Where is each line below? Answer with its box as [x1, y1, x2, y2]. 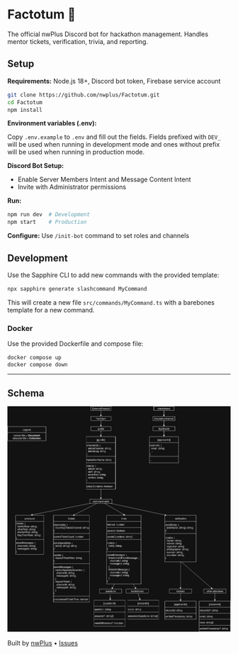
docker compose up [7, 354, 62, 361]
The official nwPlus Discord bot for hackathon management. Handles [7, 30, 209, 38]
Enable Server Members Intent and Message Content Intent [17, 175, 191, 184]
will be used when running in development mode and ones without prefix [7, 140, 220, 149]
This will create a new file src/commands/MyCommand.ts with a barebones [7, 298, 215, 307]
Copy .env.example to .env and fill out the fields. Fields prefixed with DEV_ [7, 133, 221, 141]
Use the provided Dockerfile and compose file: [7, 339, 144, 348]
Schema [7, 387, 45, 399]
